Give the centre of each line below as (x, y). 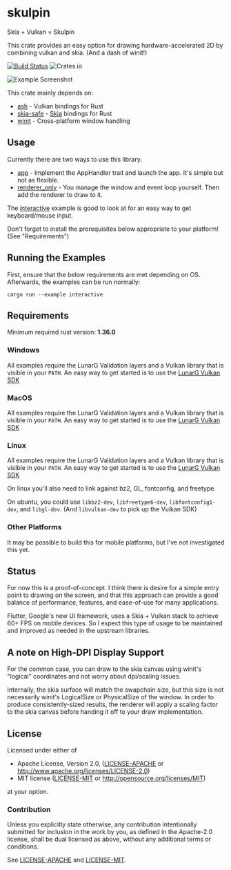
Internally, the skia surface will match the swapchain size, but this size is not (115, 690)
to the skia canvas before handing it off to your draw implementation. (105, 712)
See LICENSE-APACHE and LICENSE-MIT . (67, 860)
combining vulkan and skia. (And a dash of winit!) (77, 53)
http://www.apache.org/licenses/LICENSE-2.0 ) (83, 771)
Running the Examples (56, 258)
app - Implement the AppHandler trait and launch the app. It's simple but (120, 172)
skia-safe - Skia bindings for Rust (64, 113)
